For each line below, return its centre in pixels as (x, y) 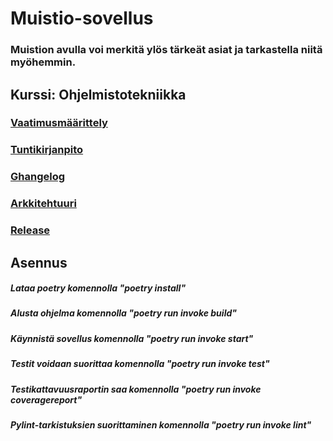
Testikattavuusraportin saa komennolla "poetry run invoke (136, 389)
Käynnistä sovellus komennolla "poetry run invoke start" (132, 338)
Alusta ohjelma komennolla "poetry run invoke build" (123, 313)
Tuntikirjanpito (47, 150)
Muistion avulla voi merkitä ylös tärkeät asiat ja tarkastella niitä (166, 50)
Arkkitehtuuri (43, 204)
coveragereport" (46, 399)
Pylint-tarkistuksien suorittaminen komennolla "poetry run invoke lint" (161, 424)
